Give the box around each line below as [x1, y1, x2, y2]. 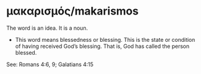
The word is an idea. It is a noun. [6, 24, 88, 32]
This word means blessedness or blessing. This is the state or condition [15, 36, 196, 43]
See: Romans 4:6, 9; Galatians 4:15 [6, 61, 94, 68]
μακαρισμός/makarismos [6, 4, 139, 18]
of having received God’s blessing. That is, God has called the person [15, 42, 190, 50]
